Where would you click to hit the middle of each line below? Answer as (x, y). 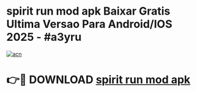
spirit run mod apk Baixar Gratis (88, 11)
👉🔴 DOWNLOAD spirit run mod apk (98, 80)
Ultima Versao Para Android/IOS (89, 24)
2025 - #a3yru (44, 37)
